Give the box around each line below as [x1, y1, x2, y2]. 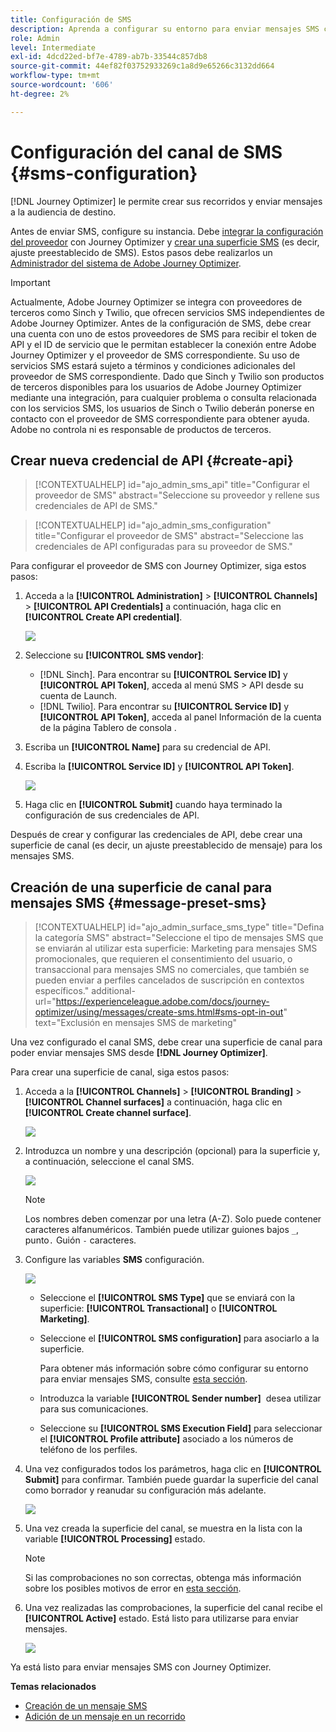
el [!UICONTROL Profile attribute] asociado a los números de [39, 1433, 294, 1445]
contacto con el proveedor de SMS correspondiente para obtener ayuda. [10, 412, 310, 425]
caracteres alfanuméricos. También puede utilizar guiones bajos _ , [24, 1224, 299, 1236]
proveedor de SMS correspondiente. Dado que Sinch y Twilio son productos [10, 370, 325, 382]
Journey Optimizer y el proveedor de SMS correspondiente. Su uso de [10, 349, 300, 361]
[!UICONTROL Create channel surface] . [24, 1107, 192, 1119]
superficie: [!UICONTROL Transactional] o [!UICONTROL [39, 1302, 278, 1315]
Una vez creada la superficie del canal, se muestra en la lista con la [24, 1522, 303, 1535]
